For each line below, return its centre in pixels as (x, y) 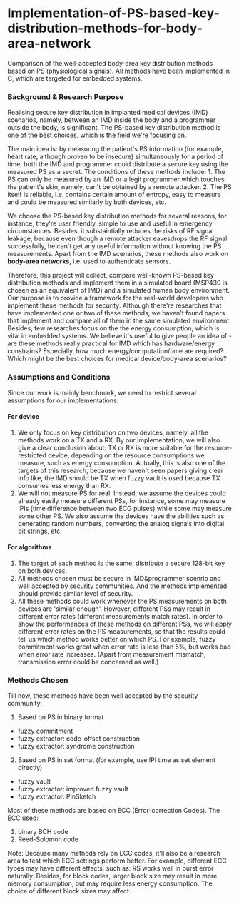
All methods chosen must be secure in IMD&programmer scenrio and (119, 578)
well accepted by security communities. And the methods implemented (122, 586)
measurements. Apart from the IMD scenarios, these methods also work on (118, 254)
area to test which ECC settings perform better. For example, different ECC (117, 861)
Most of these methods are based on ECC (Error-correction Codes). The (114, 811)
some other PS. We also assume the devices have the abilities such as (121, 516)
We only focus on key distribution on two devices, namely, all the (113, 432)
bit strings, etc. (40, 531)
